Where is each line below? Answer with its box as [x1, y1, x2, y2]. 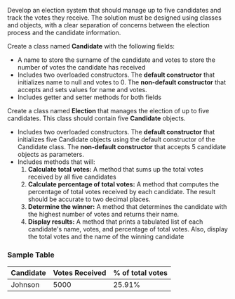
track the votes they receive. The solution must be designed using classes [7, 13, 222, 22]
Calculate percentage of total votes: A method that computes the [27, 180, 220, 189]
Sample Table [7, 250, 55, 260]
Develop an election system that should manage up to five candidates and [7, 6, 222, 14]
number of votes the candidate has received [17, 63, 146, 71]
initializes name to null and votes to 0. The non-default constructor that [17, 78, 227, 87]
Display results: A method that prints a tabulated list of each [27, 217, 203, 226]
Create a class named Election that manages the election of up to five [7, 107, 210, 115]
